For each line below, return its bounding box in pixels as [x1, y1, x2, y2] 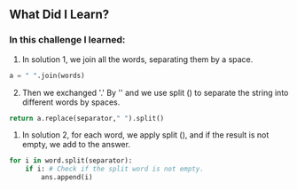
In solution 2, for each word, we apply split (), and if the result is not [21, 130, 270, 140]
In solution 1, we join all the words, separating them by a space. [21, 53, 254, 65]
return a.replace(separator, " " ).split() [9, 114, 165, 123]
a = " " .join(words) [9, 71, 86, 80]
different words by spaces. [21, 97, 121, 107]
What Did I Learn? [9, 7, 109, 22]
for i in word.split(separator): [9, 156, 133, 165]
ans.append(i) [41, 173, 93, 182]
